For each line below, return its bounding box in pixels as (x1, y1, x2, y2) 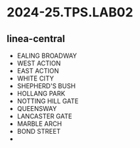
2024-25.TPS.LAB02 (6, 4, 134, 21)
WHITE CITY (16, 74, 54, 83)
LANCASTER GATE (16, 112, 72, 120)
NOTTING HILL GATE (16, 97, 79, 105)
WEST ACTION (16, 59, 61, 68)
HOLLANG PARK (16, 90, 65, 97)
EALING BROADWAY (16, 51, 77, 60)
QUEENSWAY (16, 105, 58, 112)
